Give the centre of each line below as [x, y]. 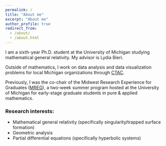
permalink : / [19, 10]
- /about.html [24, 38]
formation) [23, 127]
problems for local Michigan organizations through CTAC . [65, 72]
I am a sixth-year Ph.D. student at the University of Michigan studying [77, 52]
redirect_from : [21, 29]
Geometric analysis [33, 133]
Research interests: [30, 111]
